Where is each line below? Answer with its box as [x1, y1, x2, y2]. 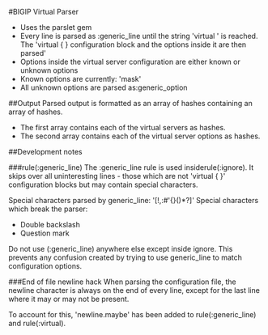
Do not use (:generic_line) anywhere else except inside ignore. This [8, 244, 233, 253]
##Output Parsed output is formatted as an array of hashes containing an [8, 99, 253, 108]
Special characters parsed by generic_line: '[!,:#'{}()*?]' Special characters [8, 196, 259, 205]
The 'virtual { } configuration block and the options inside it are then [19, 40, 247, 49]
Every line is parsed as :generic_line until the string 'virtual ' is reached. [19, 32, 258, 40]
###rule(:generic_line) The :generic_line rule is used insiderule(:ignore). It [8, 163, 254, 172]
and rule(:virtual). [8, 319, 66, 328]
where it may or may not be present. [8, 295, 130, 303]
